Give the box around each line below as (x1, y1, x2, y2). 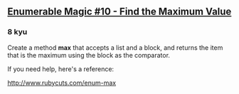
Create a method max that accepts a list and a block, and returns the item (7, 43, 223, 52)
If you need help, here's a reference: (7, 64, 115, 73)
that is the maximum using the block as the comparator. (7, 51, 171, 59)
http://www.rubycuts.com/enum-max (7, 78, 116, 87)
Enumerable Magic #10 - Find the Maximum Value (7, 6, 232, 18)
